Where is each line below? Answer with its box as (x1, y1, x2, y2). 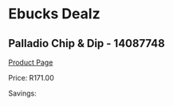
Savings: (8, 88, 37, 98)
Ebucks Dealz (8, 5, 101, 23)
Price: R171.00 (8, 73, 54, 82)
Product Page (8, 57, 53, 67)
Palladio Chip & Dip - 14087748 (8, 37, 165, 50)
